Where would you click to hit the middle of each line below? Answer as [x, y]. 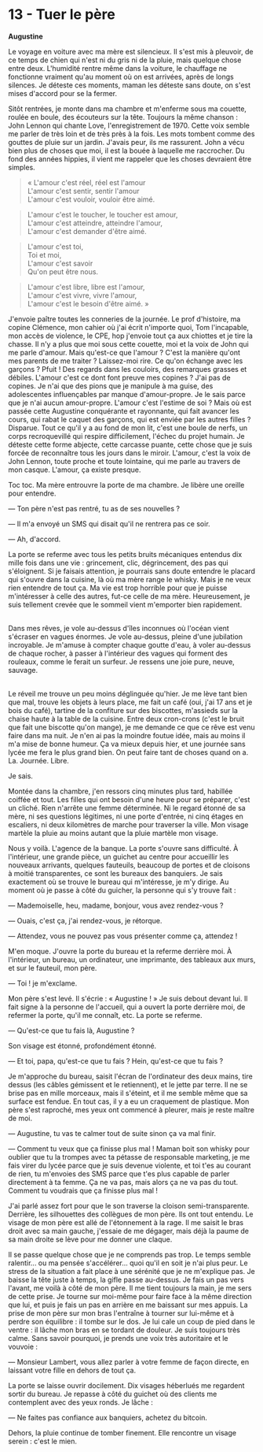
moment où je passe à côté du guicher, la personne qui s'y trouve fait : [122, 890]
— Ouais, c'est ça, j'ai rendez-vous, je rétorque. [85, 920]
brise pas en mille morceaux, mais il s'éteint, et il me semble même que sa [128, 1093]
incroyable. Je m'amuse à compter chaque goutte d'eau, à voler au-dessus [130, 644]
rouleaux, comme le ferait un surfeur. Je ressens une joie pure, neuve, [122, 661]
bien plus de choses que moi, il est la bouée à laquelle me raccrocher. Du [126, 150]
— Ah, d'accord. [35, 539]
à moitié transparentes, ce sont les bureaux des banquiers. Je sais [115, 873]
